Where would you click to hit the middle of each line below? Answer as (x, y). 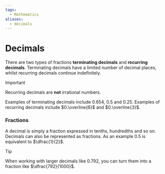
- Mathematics (24, 14)
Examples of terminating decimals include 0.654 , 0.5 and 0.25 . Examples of (82, 102)
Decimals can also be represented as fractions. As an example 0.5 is (75, 136)
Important (15, 82)
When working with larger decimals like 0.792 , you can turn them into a (78, 161)
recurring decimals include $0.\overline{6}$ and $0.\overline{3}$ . (73, 107)
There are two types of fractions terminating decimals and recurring (77, 62)
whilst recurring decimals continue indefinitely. (53, 73)
